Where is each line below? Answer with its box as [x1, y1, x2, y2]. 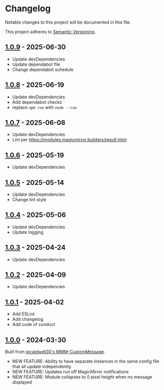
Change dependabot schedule [12, 66, 74, 72]
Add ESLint [12, 311, 35, 317]
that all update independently [12, 363, 71, 369]
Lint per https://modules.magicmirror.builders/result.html [12, 137, 127, 143]
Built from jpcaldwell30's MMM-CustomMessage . [5, 349, 105, 355]
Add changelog [12, 316, 44, 322]
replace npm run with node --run [12, 104, 77, 110]
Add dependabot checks [12, 99, 62, 105]
